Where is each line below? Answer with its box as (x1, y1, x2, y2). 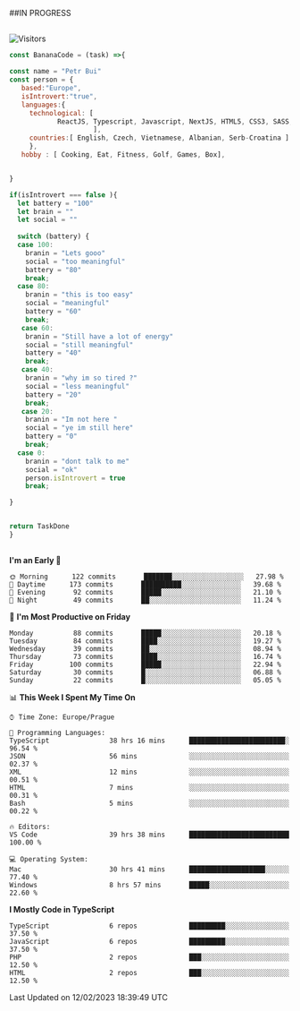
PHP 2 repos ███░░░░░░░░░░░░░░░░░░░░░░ (9, 953, 290, 962)
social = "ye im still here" (25, 424, 134, 433)
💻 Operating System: (9, 855, 89, 864)
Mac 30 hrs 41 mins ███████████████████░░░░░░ (9, 865, 290, 874)
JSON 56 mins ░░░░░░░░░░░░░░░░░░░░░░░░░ (9, 752, 290, 761)
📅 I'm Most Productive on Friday (9, 612, 131, 622)
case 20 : (21, 407, 54, 416)
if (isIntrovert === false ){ (9, 190, 118, 200)
